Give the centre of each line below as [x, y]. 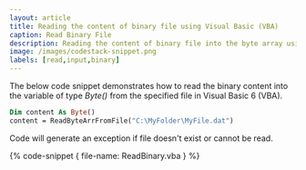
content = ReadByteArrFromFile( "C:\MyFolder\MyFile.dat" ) [122, 120]
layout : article [40, 18]
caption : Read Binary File [61, 35]
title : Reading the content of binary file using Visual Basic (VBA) [144, 26]
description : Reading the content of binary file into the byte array [146, 43]
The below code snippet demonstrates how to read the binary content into [149, 86]
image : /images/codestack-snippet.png [83, 52]
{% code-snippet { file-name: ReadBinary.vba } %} [105, 155]
